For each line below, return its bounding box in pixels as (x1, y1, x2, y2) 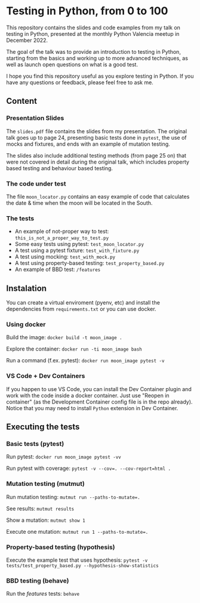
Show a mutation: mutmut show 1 (6, 516, 85, 524)
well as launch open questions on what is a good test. (6, 61, 139, 68)
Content (6, 96, 38, 106)
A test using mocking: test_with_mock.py (14, 253, 116, 260)
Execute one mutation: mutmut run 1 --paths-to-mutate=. (6, 528, 149, 535)
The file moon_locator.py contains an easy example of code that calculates (6, 193, 190, 200)
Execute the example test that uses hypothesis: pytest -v (6, 556, 148, 564)
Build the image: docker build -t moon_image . (6, 334, 122, 341)
